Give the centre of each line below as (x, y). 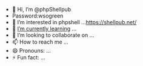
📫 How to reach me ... (40, 42)
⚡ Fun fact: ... (28, 57)
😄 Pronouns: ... (32, 51)
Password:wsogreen (38, 16)
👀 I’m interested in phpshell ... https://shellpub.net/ (74, 22)
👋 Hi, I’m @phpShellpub (42, 9)
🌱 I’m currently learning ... (44, 28)
